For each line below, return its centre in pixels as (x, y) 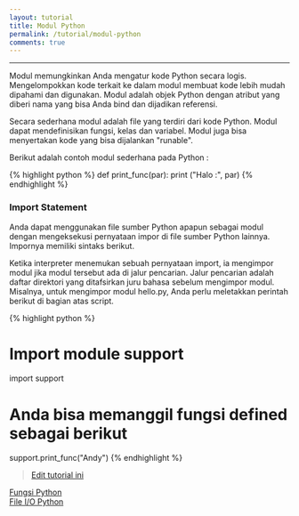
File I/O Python (36, 502)
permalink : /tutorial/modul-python (75, 34)
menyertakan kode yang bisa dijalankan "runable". (101, 141)
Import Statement (48, 207)
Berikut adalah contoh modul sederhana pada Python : (109, 157)
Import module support (97, 354)
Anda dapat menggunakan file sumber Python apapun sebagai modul (137, 227)
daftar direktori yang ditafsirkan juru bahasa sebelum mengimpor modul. (142, 282)
